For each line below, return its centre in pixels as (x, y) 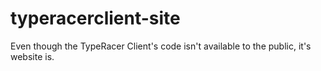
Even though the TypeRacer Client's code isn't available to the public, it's (161, 46)
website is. (32, 56)
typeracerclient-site (95, 18)
